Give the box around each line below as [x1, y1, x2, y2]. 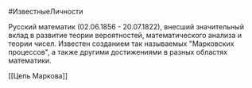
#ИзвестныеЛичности [8, 7, 83, 16]
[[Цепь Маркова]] [8, 71, 68, 80]
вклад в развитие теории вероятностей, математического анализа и [8, 31, 242, 40]
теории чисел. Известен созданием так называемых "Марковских [8, 39, 235, 48]
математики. [8, 55, 52, 65]
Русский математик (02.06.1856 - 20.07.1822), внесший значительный [8, 22, 245, 31]
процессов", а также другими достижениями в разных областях [8, 48, 228, 56]
